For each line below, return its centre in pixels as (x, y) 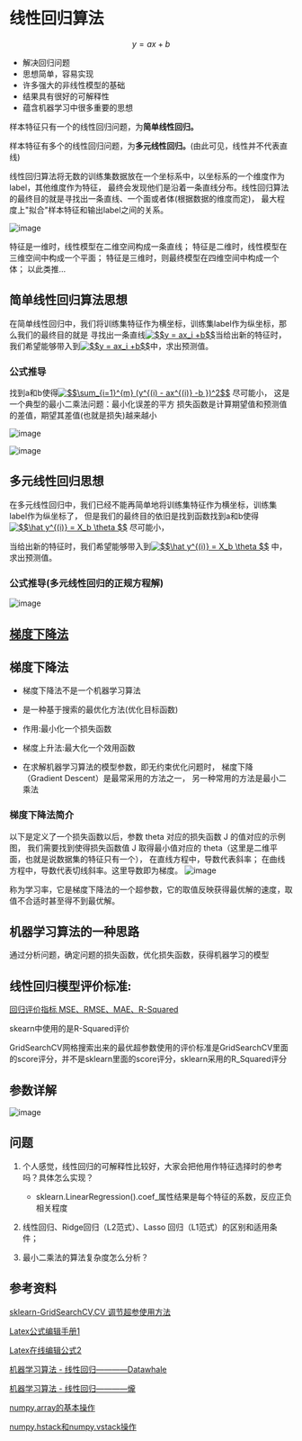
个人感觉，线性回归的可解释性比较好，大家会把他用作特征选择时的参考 (152, 1166)
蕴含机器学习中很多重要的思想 (77, 107)
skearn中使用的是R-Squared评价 (70, 1029)
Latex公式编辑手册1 (45, 1331)
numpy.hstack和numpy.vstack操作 (73, 1427)
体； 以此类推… (38, 269)
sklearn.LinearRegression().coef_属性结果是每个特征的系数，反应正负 (164, 1196)
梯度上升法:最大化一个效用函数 (79, 748)
